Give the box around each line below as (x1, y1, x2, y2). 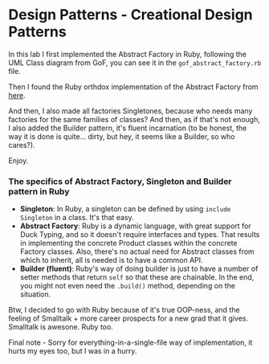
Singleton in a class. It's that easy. (19, 213, 134, 223)
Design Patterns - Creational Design (8, 6, 253, 24)
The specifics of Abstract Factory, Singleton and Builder (8, 175, 232, 186)
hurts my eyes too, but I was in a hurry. (8, 346, 137, 356)
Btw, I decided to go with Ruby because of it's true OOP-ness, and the (8, 305, 240, 315)
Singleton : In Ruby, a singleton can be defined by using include (19, 204, 231, 214)
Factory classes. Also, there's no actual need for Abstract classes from (19, 247, 255, 256)
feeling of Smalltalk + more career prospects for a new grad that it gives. (8, 313, 249, 323)
